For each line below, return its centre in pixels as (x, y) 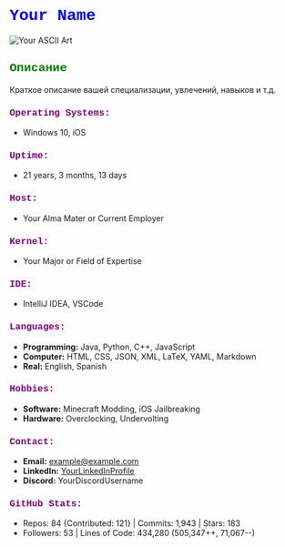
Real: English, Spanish (65, 366)
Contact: (32, 441)
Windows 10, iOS (54, 133)
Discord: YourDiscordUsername (83, 481)
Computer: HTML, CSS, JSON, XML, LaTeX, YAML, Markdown (139, 356)
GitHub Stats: (46, 504)
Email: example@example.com (81, 461)
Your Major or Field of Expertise (82, 260)
